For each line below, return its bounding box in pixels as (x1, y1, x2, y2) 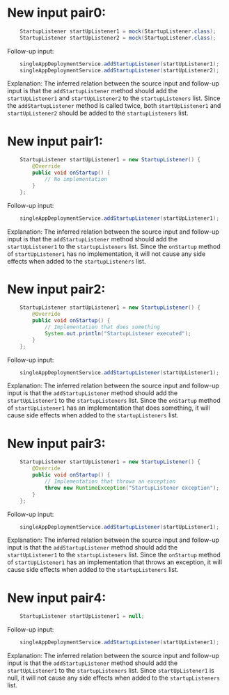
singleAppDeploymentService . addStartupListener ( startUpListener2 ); (19, 67, 219, 74)
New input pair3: (7, 436, 106, 452)
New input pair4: (7, 590, 106, 606)
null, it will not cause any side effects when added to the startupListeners (7, 673, 221, 682)
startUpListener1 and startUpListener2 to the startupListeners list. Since (7, 94, 221, 102)
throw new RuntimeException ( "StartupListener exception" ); (44, 484, 219, 491)
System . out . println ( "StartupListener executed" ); (44, 330, 191, 337)
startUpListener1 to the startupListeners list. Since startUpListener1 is (7, 666, 214, 675)
